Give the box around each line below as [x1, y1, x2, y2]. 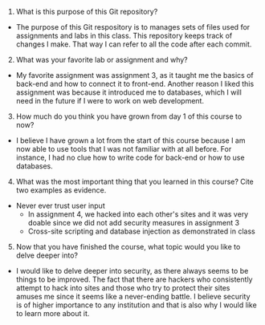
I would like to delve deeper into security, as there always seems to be [15, 266, 249, 275]
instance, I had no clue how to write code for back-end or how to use [15, 152, 245, 162]
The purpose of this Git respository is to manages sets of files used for [15, 22, 251, 31]
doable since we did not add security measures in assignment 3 [27, 218, 239, 227]
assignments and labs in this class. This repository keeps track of [15, 31, 233, 40]
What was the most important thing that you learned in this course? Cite [15, 177, 255, 186]
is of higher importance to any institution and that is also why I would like [15, 300, 257, 310]
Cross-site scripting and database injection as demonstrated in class [27, 226, 255, 236]
